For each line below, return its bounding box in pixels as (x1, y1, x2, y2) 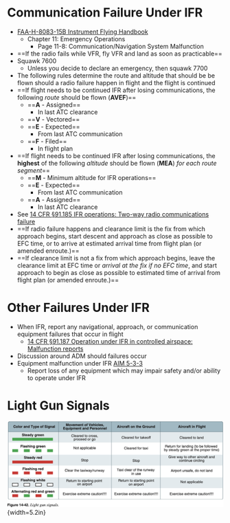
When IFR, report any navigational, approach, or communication (16, 322, 198, 331)
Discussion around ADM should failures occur (16, 352, 148, 360)
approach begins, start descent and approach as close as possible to (16, 232, 213, 240)
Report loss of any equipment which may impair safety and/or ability (27, 366, 221, 375)
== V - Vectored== (27, 115, 80, 123)
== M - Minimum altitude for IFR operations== (27, 173, 157, 181)
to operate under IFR (27, 373, 86, 382)
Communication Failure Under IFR (7, 5, 203, 21)
